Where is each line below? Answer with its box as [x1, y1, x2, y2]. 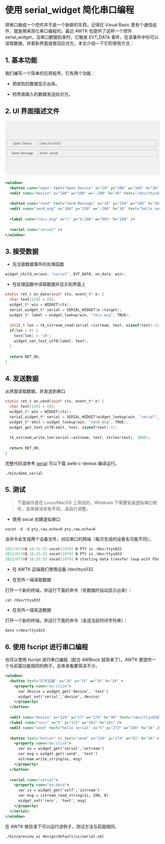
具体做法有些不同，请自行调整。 [26, 505, 91, 511]
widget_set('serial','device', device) [18, 694, 100, 699]
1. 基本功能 [5, 56, 38, 65]
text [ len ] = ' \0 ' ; [14, 334, 52, 339]
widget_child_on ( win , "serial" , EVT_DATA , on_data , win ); [5, 272, 126, 277]
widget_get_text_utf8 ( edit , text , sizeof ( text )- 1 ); [9, 425, 118, 430]
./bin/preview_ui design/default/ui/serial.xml [5, 834, 105, 839]
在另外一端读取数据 [12, 577, 52, 583]
